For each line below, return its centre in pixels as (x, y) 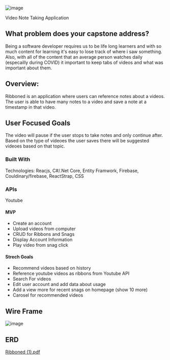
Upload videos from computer (44, 229)
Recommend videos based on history (52, 268)
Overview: (22, 84)
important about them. (29, 68)
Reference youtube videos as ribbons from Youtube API (71, 274)
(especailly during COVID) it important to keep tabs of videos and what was (84, 62)
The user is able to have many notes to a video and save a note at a (76, 102)
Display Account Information (42, 239)
